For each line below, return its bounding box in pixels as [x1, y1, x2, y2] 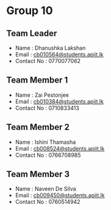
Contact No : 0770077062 [15, 58, 81, 64]
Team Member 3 [6, 169, 70, 179]
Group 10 [6, 4, 53, 18]
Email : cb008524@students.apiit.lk [15, 144, 105, 152]
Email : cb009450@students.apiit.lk [15, 192, 105, 199]
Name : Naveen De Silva [15, 185, 76, 193]
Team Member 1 [6, 75, 68, 86]
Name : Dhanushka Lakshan [15, 44, 86, 51]
